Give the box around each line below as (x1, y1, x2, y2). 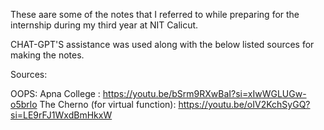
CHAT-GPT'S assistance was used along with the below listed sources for (10, 39, 315, 50)
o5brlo (10, 99, 38, 110)
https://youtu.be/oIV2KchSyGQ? (178, 99, 311, 110)
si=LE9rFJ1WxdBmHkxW (10, 109, 113, 121)
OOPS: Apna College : (10, 88, 101, 99)
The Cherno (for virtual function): (39, 99, 177, 110)
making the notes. (10, 49, 85, 61)
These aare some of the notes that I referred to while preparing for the (10, 9, 300, 20)
